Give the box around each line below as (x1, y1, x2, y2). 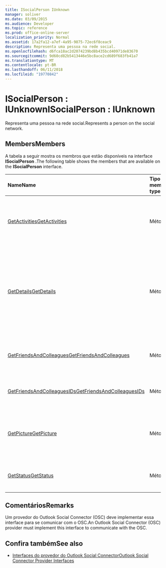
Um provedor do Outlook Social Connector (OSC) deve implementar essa (5, 514, 154, 520)
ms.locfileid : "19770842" (5, 72, 58, 77)
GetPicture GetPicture (7, 430, 57, 437)
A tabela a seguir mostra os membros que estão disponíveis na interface (5, 153, 153, 159)
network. (5, 125, 24, 131)
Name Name (7, 182, 36, 189)
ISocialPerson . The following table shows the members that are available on (5, 158, 161, 164)
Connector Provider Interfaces (12, 558, 74, 564)
